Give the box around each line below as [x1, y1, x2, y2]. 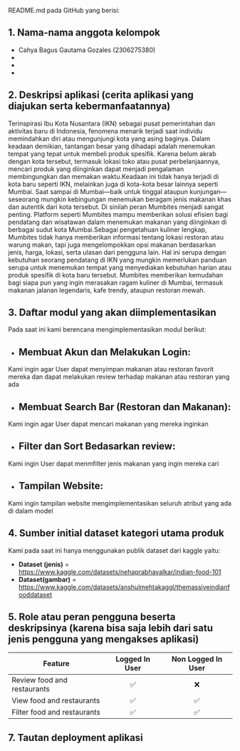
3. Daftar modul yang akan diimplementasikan [8, 307, 216, 319]
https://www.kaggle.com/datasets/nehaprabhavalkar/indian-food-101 [18, 567, 221, 576]
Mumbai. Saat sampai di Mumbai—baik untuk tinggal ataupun [8, 187, 188, 195]
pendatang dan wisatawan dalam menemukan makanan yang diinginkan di [8, 218, 227, 226]
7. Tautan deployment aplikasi [8, 731, 143, 744]
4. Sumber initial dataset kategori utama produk [8, 527, 224, 539]
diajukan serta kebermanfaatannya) [8, 100, 171, 113]
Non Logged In [171, 654, 223, 664]
